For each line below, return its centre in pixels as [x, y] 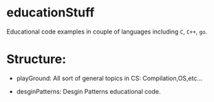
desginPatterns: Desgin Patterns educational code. [88, 91]
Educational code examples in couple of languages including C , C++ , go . [107, 31]
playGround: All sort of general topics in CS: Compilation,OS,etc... [109, 78]
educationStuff [51, 13]
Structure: [36, 59]
